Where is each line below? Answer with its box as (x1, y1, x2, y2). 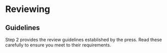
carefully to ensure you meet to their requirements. (5, 42, 111, 48)
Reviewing (5, 3, 51, 15)
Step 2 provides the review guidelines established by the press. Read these (5, 36, 162, 42)
